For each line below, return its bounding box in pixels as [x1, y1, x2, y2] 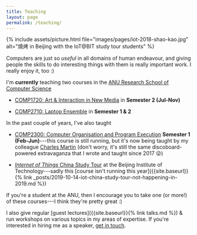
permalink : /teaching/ [6, 20, 62, 25]
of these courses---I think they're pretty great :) [6, 198, 123, 205]
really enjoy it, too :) [6, 67, 54, 75]
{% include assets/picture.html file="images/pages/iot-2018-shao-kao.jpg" [6, 36, 189, 43]
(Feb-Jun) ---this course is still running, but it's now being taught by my [14, 137, 189, 144]
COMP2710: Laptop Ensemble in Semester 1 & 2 [14, 108, 132, 115]
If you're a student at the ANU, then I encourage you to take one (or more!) [6, 192, 188, 199]
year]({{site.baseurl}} [136, 168, 189, 175]
